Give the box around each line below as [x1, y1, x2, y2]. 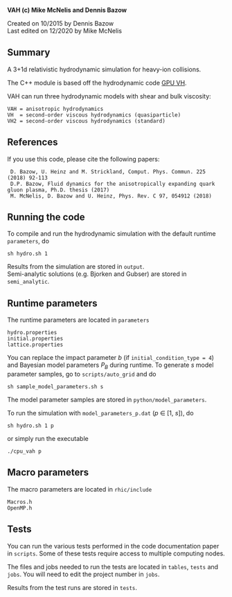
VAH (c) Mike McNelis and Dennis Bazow [7, 6, 127, 14]
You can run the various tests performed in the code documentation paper [7, 542, 220, 550]
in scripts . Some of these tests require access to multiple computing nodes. [7, 549, 225, 557]
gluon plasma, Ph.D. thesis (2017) [7, 187, 110, 193]
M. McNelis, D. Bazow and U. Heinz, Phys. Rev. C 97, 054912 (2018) [10, 192, 213, 200]
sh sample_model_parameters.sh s [7, 383, 104, 390]
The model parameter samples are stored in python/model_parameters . [7, 395, 207, 404]
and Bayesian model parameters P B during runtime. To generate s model [7, 361, 214, 371]
